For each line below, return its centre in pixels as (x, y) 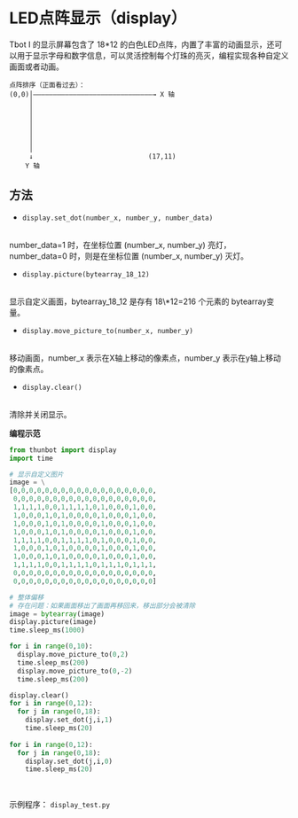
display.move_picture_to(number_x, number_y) (107, 331)
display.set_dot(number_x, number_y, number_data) (118, 218)
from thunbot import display (63, 450)
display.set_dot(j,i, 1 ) (69, 720)
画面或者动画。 (36, 66)
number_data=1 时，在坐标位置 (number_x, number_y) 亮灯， (120, 245)
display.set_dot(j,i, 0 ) (69, 761)
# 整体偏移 (27, 597)
